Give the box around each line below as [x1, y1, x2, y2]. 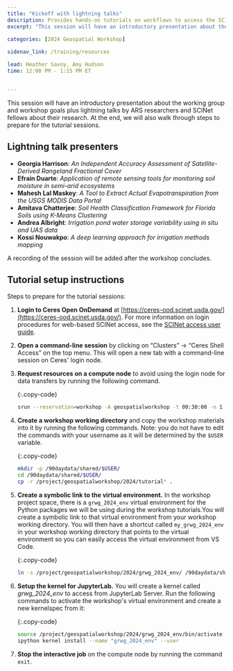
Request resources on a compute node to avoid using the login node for [17, 369, 225, 378]
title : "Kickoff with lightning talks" [7, 10, 123, 17]
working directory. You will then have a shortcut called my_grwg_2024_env [17, 520, 224, 528]
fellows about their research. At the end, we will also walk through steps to [7, 113, 221, 121]
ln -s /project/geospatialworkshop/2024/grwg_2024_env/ [17, 569, 182, 576]
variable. [17, 439, 43, 447]
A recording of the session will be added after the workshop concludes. [7, 254, 212, 262]
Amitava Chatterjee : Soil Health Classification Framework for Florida [17, 203, 216, 212]
